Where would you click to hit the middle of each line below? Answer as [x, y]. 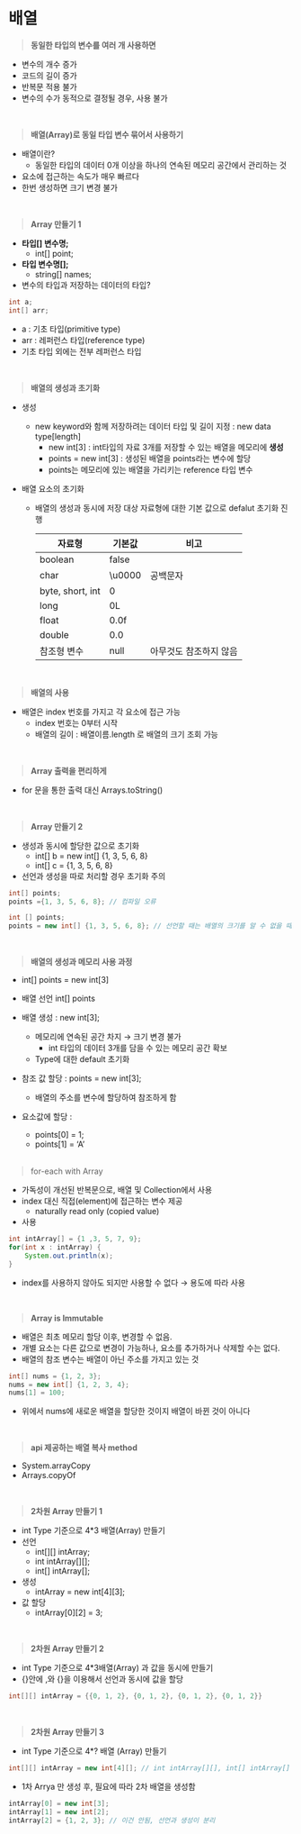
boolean [57, 559]
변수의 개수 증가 [49, 64]
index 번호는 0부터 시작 [76, 722]
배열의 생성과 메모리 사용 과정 [81, 962]
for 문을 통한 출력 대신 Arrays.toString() [92, 790]
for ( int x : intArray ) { [55, 1248]
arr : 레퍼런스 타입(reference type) [83, 340]
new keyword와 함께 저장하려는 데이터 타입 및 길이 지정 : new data [153, 426]
